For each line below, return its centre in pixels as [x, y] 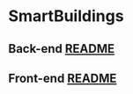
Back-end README [62, 49]
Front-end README [63, 78]
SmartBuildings [66, 16]
